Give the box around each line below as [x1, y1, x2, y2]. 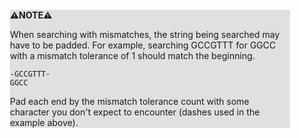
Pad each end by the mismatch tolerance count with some [10, 96, 250, 107]
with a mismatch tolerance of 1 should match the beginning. [10, 50, 255, 61]
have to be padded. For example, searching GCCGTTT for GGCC [10, 39, 277, 51]
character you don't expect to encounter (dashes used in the [10, 106, 260, 118]
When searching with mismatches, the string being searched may [10, 29, 280, 40]
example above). [10, 117, 79, 128]
